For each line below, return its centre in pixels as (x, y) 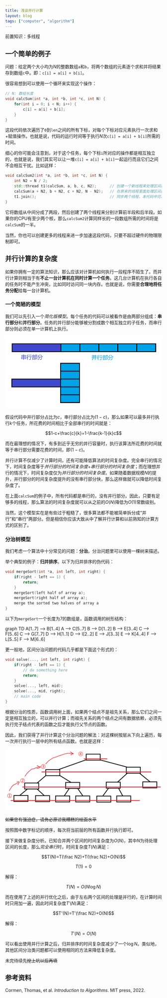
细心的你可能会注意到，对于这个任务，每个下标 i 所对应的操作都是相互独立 (80, 153)
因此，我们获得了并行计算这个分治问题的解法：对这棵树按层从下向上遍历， (81, 735)
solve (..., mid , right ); (40, 691)
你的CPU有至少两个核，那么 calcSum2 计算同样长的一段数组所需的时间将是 (84, 218)
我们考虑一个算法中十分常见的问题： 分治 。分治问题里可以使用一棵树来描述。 (83, 551)
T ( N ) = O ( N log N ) (83, 887)
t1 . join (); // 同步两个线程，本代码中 (86, 197)
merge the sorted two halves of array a (56, 603)
